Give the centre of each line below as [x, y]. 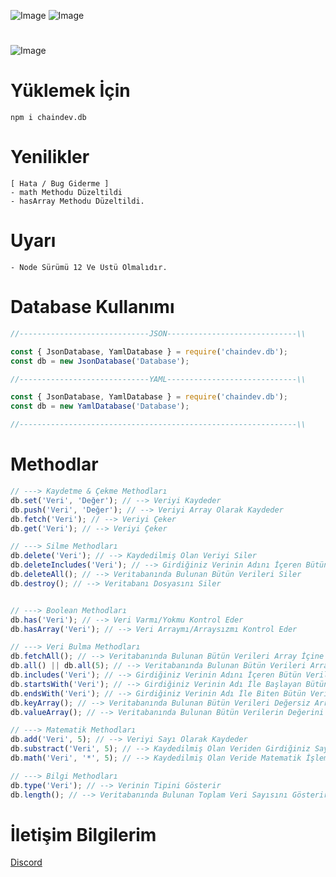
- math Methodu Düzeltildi [66, 193]
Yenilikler [50, 157]
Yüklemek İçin [70, 91]
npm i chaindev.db [48, 118]
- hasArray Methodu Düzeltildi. [77, 201]
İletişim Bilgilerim [83, 834]
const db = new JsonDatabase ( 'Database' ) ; [100, 361]
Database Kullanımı [92, 307]
